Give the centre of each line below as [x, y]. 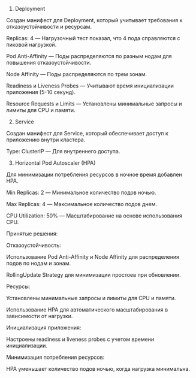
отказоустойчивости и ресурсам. [49, 27]
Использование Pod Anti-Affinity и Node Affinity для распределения [93, 257]
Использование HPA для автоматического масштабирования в [87, 310]
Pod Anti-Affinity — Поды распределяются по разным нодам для [89, 56]
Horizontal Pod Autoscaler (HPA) [55, 163]
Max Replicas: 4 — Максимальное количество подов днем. [82, 204]
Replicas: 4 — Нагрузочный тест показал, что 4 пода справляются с [93, 38]
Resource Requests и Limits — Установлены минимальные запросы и [94, 104]
